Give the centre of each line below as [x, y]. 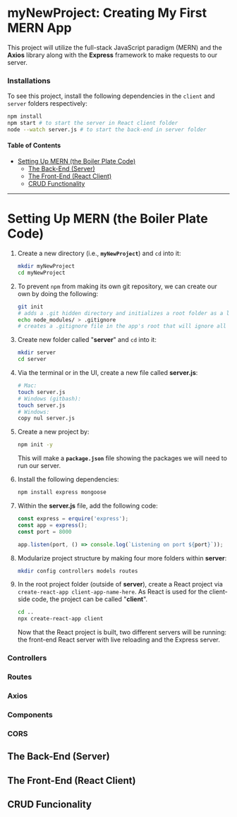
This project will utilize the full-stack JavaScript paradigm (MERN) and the [115, 47]
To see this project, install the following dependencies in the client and [111, 96]
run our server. [39, 466]
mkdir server [37, 353]
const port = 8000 [44, 532]
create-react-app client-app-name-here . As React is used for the [113, 592]
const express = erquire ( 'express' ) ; [73, 519]
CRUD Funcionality [49, 804]
